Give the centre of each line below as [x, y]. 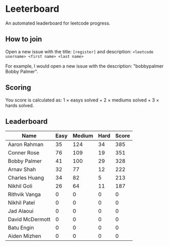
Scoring [18, 88]
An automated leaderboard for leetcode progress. [58, 23]
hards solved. [20, 105]
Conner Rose [24, 153]
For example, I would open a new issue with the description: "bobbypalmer [85, 66]
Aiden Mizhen [25, 236]
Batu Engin [21, 228]
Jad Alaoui [21, 211]
